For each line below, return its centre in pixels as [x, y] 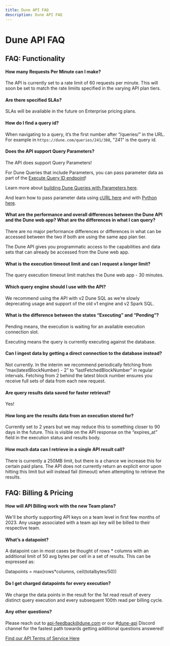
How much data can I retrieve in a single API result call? [65, 449]
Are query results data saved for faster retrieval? [58, 392]
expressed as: [20, 562]
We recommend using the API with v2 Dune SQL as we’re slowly [73, 298]
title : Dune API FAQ [27, 10]
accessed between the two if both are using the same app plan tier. [76, 237]
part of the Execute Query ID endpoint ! [46, 178]
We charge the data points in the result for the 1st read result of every [78, 595]
